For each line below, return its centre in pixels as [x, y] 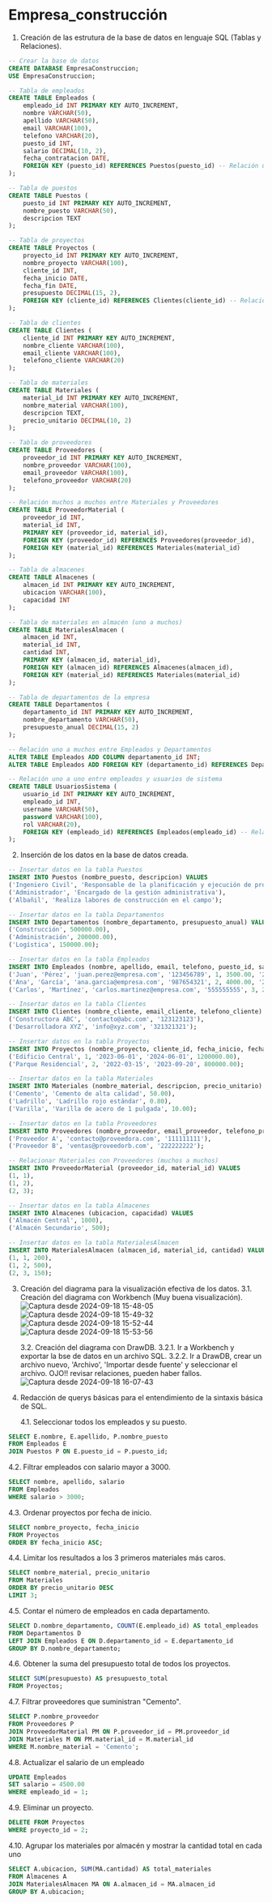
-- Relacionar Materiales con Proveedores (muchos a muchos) [114, 1161]
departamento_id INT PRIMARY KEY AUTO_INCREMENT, [108, 712]
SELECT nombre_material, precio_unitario [79, 1573]
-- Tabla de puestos [43, 188]
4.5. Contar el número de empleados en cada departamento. [109, 1610]
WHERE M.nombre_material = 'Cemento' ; [74, 1747]
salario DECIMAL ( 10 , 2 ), [65, 151]
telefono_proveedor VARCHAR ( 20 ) [77, 480]
